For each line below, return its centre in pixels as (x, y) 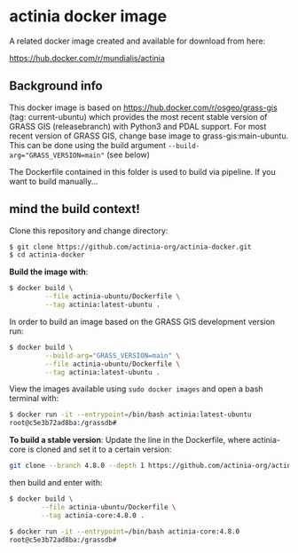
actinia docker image (88, 16)
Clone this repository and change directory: (89, 230)
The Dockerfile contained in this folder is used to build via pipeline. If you (143, 171)
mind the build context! (74, 209)
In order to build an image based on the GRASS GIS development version (142, 321)
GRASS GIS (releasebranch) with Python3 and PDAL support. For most (138, 126)
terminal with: (34, 399)
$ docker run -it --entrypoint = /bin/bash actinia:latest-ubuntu (130, 415)
